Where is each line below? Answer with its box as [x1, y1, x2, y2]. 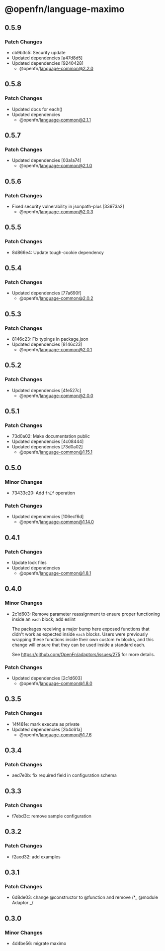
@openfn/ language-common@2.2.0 [19, 65, 94, 71]
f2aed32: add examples [11, 853, 61, 860]
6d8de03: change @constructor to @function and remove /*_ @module [11, 894, 159, 900]
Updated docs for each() [11, 106, 63, 112]
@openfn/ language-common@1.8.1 [19, 570, 91, 576]
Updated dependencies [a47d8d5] [11, 55, 83, 61]
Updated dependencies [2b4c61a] [11, 726, 82, 732]
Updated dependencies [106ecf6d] [11, 514, 84, 520]
